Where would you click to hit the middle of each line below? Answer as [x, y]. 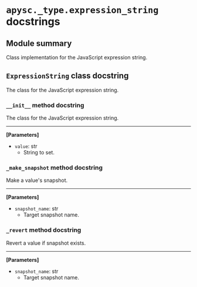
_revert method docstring [44, 230]
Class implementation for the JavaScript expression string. [77, 57]
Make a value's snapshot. [37, 180]
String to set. [39, 153]
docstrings [33, 22]
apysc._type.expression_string [82, 10]
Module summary [39, 43]
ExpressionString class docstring [67, 76]
